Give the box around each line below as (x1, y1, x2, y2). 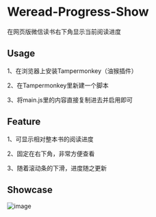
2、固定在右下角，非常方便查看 (7, 149, 95, 158)
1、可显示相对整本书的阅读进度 (7, 134, 94, 143)
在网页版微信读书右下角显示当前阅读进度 (7, 27, 121, 35)
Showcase (7, 184, 53, 195)
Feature (7, 116, 41, 128)
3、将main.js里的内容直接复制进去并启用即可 (7, 96, 133, 104)
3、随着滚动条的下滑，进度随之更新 (7, 164, 107, 172)
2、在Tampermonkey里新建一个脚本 (7, 81, 109, 89)
